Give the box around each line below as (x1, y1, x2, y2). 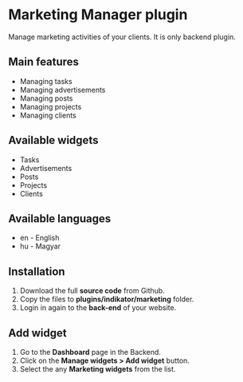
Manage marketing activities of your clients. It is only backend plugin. (8, 32, 237, 42)
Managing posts (19, 94, 73, 103)
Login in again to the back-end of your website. (19, 303, 177, 312)
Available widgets (8, 133, 99, 147)
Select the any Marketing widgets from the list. (19, 364, 176, 373)
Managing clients (19, 110, 77, 120)
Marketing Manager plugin (8, 6, 188, 24)
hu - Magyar (19, 241, 61, 251)
